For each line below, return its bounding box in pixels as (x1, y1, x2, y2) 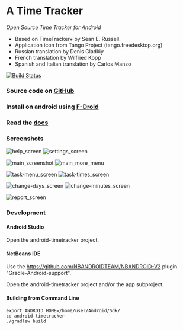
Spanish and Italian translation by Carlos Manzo (14, 60, 131, 68)
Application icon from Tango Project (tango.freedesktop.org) (14, 41, 163, 49)
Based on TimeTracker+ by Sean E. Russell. (14, 35, 121, 42)
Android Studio (6, 223, 44, 230)
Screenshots (6, 134, 44, 143)
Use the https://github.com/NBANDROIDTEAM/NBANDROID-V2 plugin (6, 263, 178, 270)
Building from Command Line (6, 294, 79, 302)
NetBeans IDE (6, 250, 41, 257)
